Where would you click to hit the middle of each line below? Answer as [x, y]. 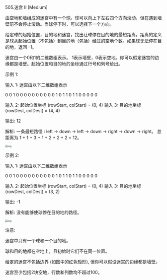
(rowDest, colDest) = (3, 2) [33, 192]
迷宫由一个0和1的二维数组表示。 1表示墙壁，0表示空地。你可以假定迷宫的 [80, 58]
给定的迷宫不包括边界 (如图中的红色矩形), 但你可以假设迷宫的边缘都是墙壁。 [83, 262]
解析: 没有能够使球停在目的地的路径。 [43, 212]
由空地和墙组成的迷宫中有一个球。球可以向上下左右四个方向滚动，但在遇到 [81, 18]
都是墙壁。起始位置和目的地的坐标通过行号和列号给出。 [66, 64]
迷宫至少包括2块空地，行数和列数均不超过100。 [54, 272]
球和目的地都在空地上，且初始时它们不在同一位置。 [57, 251]
